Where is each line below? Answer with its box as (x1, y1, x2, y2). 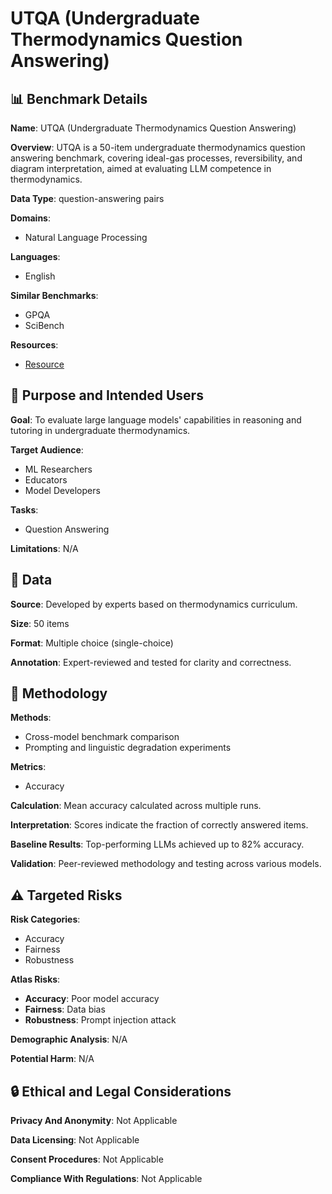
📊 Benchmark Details (10, 90, 148, 107)
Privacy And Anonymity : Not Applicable (10, 1115, 178, 1127)
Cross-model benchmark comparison (24, 731, 180, 743)
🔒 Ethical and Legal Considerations (10, 1083, 232, 1100)
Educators (24, 473, 68, 486)
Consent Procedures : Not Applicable (10, 1153, 164, 1166)
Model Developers (24, 484, 101, 496)
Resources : (10, 339, 59, 351)
